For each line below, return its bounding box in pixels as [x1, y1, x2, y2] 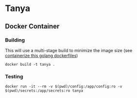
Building [5, 37, 25, 43]
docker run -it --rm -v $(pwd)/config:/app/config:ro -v [5, 84, 122, 89]
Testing [5, 73, 23, 80]
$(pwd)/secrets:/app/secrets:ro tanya [5, 88, 83, 93]
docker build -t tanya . [5, 62, 55, 67]
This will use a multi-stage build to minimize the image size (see [5, 47, 133, 53]
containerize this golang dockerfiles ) [5, 53, 78, 58]
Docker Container [5, 22, 60, 30]
